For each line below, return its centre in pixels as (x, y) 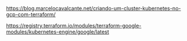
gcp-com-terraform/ (31, 14)
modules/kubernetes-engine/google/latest (58, 32)
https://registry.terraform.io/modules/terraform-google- (74, 26)
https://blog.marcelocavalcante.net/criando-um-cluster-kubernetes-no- (93, 8)
